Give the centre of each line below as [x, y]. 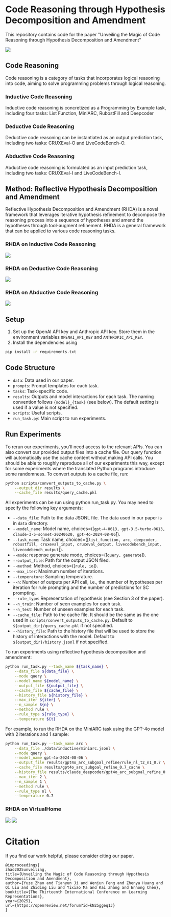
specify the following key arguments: [44, 508]
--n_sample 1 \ [31, 781]
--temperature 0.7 [34, 796]
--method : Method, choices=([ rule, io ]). [55, 566]
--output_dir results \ [40, 488]
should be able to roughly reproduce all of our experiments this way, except [85, 463]
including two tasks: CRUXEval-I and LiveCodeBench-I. [63, 173]
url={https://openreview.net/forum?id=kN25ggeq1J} [60, 905]
